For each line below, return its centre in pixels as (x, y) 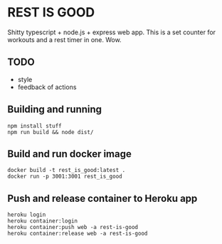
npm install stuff (35, 126)
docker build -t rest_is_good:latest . (67, 171)
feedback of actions (47, 87)
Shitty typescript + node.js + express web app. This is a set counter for (111, 32)
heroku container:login (43, 221)
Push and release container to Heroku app (102, 198)
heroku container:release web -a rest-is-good (78, 234)
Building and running (54, 110)
